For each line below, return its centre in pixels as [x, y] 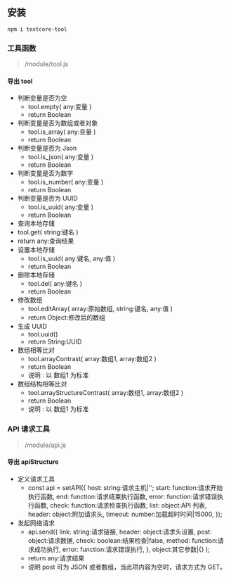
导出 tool [20, 81]
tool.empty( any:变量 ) [60, 107]
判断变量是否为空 [42, 98]
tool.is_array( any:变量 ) [62, 132]
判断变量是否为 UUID [48, 199]
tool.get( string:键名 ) [48, 232]
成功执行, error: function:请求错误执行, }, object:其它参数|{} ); [122, 549]
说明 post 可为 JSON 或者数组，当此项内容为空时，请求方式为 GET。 [127, 567]
